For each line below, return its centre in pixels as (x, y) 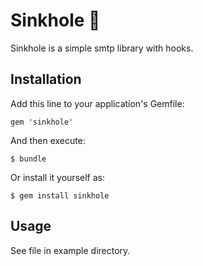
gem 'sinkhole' (42, 122)
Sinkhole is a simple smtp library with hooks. (102, 48)
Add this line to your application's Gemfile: (97, 103)
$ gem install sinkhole (60, 195)
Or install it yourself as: (57, 177)
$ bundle (28, 159)
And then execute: (48, 140)
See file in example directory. (70, 250)
